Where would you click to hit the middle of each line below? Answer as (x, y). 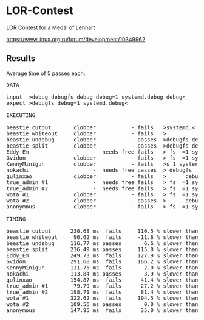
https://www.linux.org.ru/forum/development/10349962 (76, 39)
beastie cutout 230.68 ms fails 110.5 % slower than (102, 231)
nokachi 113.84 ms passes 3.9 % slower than (102, 274)
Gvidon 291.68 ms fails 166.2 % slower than (102, 261)
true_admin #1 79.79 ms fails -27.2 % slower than (102, 286)
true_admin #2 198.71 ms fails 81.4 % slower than (102, 292)
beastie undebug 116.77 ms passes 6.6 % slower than (102, 243)
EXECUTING (21, 115)
